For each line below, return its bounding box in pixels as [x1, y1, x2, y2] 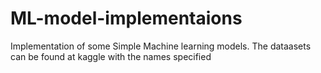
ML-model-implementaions [10, 7, 243, 30]
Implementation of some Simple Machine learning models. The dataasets [10, 40, 312, 52]
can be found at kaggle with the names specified [10, 50, 212, 62]
